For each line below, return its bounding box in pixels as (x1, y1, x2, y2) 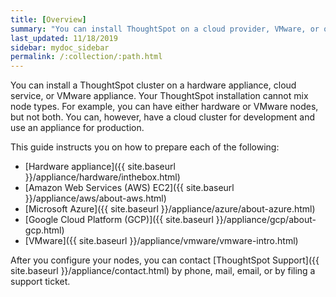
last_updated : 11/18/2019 (10, 33, 118, 43)
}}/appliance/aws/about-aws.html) (24, 192, 167, 205)
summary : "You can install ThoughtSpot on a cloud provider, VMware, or (10, 24, 320, 34)
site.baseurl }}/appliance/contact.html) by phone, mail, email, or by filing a (10, 265, 316, 277)
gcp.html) (24, 224, 65, 236)
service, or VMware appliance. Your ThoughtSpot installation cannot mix (10, 90, 309, 102)
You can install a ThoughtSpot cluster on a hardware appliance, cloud (10, 79, 297, 91)
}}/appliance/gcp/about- (215, 214, 317, 226)
